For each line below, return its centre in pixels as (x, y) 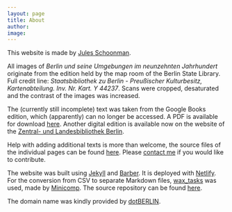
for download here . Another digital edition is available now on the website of (116, 124)
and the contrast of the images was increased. (74, 96)
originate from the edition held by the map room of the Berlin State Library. (114, 74)
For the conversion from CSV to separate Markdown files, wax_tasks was (112, 181)
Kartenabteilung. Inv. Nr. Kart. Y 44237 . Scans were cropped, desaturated (113, 88)
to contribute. (27, 160)
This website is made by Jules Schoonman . (69, 53)
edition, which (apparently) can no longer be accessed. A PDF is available (113, 117)
